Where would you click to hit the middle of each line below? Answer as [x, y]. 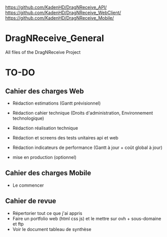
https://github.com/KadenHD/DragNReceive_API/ [56, 7]
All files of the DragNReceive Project [43, 52]
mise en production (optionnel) [45, 157]
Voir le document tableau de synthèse [52, 229]
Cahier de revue [31, 201]
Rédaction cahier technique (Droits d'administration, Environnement [83, 113]
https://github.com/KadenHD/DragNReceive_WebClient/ [63, 13]
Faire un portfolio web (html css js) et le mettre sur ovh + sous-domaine [87, 218]
